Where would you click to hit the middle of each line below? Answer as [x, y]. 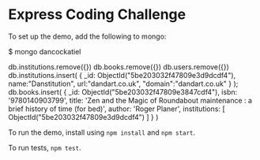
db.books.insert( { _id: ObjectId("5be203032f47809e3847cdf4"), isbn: [123, 91]
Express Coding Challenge [97, 15]
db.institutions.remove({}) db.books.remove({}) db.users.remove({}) [119, 67]
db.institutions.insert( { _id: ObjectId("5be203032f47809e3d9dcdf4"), [122, 75]
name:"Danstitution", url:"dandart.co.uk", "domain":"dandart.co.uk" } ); [123, 84]
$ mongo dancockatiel [45, 51]
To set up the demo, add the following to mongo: [87, 36]
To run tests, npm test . [45, 147]
